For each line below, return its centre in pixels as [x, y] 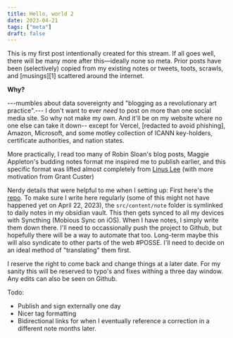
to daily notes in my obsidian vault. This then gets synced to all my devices [116, 213]
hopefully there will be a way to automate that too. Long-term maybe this [113, 235]
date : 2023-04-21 [33, 20]
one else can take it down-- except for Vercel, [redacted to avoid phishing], [116, 126]
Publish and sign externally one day [69, 306]
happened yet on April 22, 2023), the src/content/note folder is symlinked [115, 206]
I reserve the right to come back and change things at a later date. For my [114, 264]
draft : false [26, 33]
